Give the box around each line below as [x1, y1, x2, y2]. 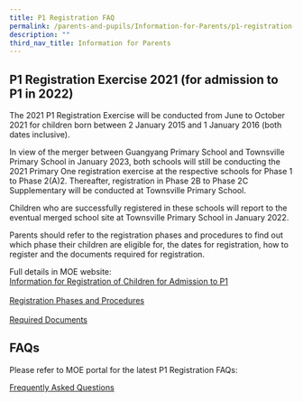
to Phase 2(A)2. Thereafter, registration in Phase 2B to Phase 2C [9, 175, 249, 186]
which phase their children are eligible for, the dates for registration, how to [9, 239, 289, 250]
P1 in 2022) [9, 86, 74, 101]
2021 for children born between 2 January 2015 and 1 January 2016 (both [9, 119, 282, 131]
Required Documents [9, 314, 88, 325]
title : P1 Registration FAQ [9, 13, 115, 23]
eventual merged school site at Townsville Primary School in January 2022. [9, 212, 289, 223]
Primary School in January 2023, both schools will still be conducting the [9, 156, 281, 167]
